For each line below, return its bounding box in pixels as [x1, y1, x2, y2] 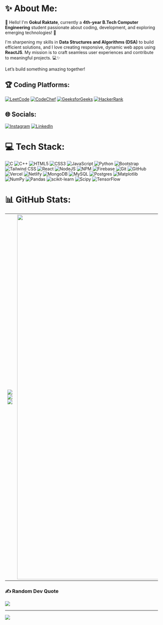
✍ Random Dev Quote [5, 588, 59, 595]
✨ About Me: [5, 3, 57, 14]
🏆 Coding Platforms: [5, 81, 70, 89]
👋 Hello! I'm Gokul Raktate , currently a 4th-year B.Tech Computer [5, 19, 139, 25]
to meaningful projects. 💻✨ [5, 54, 61, 61]
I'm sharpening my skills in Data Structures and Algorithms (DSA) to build [5, 39, 154, 45]
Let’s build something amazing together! [5, 66, 85, 72]
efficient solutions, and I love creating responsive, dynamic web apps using [5, 44, 156, 50]
